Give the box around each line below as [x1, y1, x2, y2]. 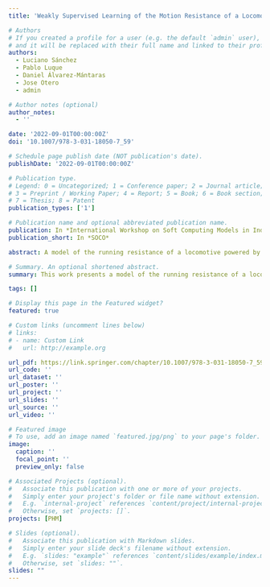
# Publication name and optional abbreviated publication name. [8, 219, 228, 227]
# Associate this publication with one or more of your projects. [8, 485, 243, 493]
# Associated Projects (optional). [8, 477, 128, 486]
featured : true [8, 307, 59, 315]
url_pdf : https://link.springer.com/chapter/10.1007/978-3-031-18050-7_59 [8, 358, 264, 366]
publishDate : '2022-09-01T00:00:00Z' [8, 159, 135, 167]
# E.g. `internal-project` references [8, 500, 146, 508]
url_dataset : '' [8, 374, 63, 382]
